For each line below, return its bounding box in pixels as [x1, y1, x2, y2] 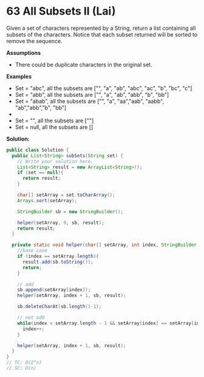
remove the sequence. [6, 37, 63, 44]
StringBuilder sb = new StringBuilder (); [17, 208, 123, 214]
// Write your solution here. [17, 158, 94, 164]
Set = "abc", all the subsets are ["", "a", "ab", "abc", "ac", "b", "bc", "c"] [15, 84, 192, 92]
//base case [17, 248, 47, 254]
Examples [6, 72, 32, 80]
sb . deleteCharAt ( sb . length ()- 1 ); [17, 303, 102, 310]
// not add [17, 315, 45, 321]
